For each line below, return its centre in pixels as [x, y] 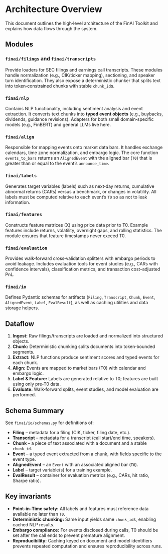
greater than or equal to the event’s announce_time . [57, 163]
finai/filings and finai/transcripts [51, 59]
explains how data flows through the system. [51, 28]
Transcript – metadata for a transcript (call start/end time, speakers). [84, 438]
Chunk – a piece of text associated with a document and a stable [79, 443]
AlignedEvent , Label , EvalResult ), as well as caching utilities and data [77, 303]
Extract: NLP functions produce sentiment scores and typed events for [86, 357]
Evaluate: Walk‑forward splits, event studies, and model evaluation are [86, 389]
